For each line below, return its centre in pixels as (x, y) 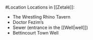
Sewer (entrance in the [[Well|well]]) (50, 27)
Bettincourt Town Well (36, 33)
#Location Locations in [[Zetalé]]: (40, 7)
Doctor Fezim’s (28, 22)
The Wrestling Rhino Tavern (41, 17)
